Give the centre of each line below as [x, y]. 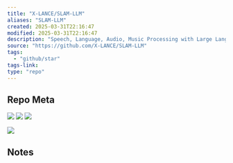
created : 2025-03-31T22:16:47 [51, 26]
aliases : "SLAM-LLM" [37, 20]
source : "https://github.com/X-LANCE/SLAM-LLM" [77, 46]
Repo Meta [31, 100]
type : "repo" [26, 71]
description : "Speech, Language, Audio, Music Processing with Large [110, 40]
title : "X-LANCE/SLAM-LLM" [46, 14]
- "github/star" [37, 59]
